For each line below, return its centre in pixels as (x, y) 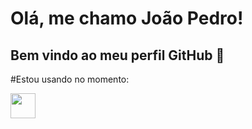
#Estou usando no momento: (70, 79)
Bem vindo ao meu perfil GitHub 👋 (117, 55)
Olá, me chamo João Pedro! (127, 18)
